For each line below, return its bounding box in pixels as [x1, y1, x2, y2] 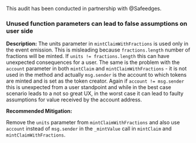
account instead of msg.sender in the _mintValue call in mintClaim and [6, 125, 172, 132]
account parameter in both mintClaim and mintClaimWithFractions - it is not [6, 65, 187, 72]
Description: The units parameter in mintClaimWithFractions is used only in [6, 40, 189, 47]
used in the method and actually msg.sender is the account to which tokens [6, 71, 187, 79]
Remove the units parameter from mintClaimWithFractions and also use [6, 119, 180, 126]
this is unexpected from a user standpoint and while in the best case [6, 84, 171, 91]
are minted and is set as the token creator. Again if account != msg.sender [6, 77, 185, 84]
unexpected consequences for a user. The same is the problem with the [6, 59, 180, 66]
